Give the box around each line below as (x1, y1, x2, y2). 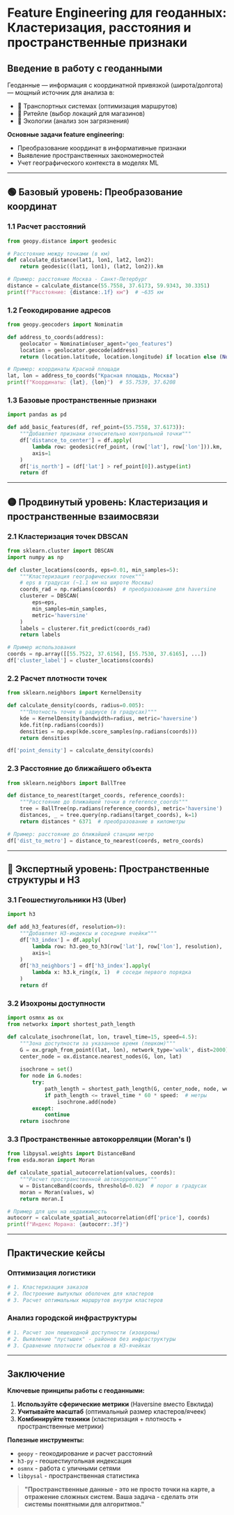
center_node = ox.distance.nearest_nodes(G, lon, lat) (19, 1053, 182, 1060)
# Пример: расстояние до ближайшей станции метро (7, 830, 155, 838)
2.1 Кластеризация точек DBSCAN (7, 531, 128, 541)
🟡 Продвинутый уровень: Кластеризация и (7, 496, 208, 508)
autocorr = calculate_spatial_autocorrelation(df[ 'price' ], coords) (7, 1215, 210, 1222)
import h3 (7, 911, 36, 918)
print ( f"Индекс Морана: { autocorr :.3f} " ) (7, 1221, 130, 1228)
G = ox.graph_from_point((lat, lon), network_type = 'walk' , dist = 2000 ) (19, 1046, 229, 1053)
